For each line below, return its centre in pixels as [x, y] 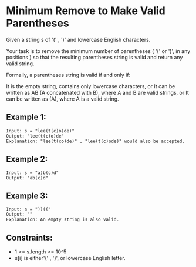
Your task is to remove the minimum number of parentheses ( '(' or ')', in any [98, 51]
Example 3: [27, 196]
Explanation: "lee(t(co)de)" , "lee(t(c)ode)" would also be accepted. [95, 141]
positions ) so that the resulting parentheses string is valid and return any [94, 57]
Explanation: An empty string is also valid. [62, 220]
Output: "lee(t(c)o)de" [35, 136]
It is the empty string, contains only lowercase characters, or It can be [91, 86]
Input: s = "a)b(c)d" [33, 173]
